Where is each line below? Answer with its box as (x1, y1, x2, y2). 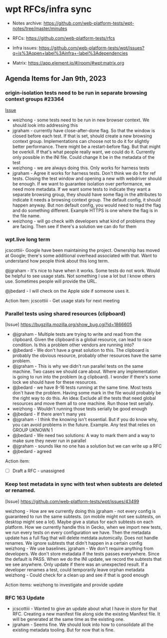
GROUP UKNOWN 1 (12, 427, 53, 433)
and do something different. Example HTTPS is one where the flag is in (12, 207, 158, 214)
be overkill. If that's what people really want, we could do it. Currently (12, 149, 156, 155)
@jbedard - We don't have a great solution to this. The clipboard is (12, 347, 150, 353)
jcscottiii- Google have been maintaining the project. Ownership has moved (5, 247, 160, 253)
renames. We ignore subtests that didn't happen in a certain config (5, 540, 143, 546)
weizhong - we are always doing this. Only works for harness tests (12, 164, 150, 171)
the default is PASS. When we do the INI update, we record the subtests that (5, 556, 162, 562)
